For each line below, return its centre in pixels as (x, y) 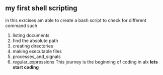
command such (21, 25)
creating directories (33, 46)
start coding (26, 67)
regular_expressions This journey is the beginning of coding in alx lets (85, 61)
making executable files (37, 51)
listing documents (31, 35)
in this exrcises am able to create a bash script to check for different (76, 20)
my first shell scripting (41, 8)
